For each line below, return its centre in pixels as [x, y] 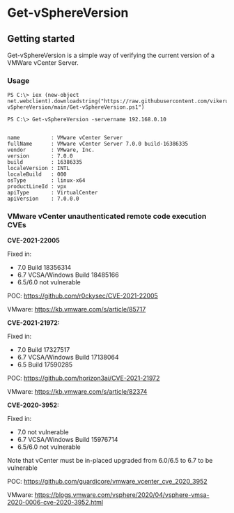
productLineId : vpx [37, 187]
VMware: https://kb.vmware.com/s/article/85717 [77, 309]
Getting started [41, 39]
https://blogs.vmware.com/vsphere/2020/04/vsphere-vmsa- [122, 495]
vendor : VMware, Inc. [51, 150]
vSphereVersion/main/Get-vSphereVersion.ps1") [76, 107]
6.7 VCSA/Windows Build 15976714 [68, 439]
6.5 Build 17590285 [45, 365]
